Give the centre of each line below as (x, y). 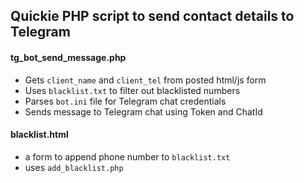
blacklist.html (39, 135)
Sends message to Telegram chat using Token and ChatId (143, 111)
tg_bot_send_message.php (68, 57)
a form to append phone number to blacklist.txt (127, 156)
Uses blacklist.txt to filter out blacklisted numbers (132, 90)
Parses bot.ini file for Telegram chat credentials (125, 101)
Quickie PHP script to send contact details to (152, 16)
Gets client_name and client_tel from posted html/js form (145, 80)
